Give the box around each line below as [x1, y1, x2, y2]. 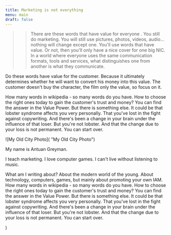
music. [5, 162, 19, 168]
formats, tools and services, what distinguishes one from [30, 58, 151, 64]
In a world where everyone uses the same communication [30, 53, 153, 59]
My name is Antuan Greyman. [5, 146, 68, 152]
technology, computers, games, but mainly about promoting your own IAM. [5, 177, 163, 183]
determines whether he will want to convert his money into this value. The [5, 79, 161, 85]
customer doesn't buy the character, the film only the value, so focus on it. [5, 84, 162, 90]
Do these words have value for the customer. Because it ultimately [5, 73, 145, 80]
